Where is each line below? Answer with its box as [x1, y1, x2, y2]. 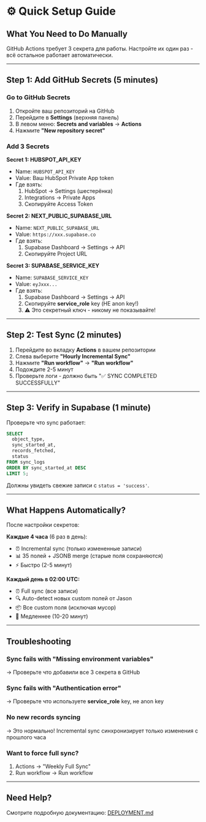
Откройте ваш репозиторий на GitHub [15, 107, 115, 115]
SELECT [6, 431, 23, 437]
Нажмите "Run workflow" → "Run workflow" [15, 359, 134, 366]
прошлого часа [6, 733, 47, 741]
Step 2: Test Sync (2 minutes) [6, 330, 122, 341]
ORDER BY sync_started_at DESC [6, 464, 86, 471]
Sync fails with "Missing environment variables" [6, 654, 154, 663]
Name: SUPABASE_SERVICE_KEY [15, 274, 89, 281]
